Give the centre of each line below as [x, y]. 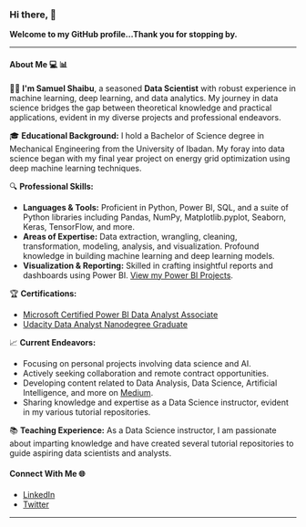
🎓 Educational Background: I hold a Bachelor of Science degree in [137, 135]
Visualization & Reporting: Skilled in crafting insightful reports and [148, 265]
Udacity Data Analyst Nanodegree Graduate [105, 324]
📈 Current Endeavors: [53, 342]
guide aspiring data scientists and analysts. [91, 453]
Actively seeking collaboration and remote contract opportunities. [146, 373]
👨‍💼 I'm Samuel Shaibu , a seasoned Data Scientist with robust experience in [153, 88]
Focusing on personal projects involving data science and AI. [137, 363]
